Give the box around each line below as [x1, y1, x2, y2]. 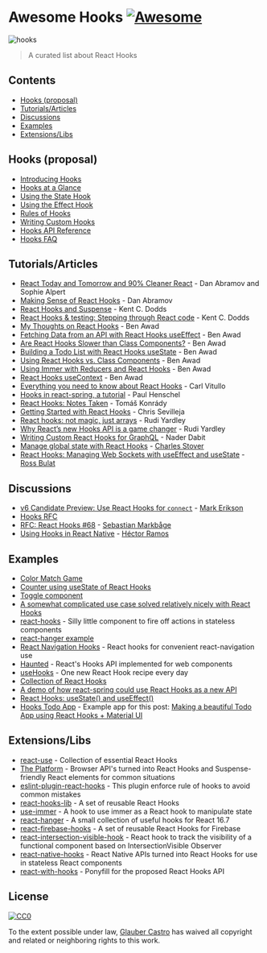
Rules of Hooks [19, 208, 71, 218]
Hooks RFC [19, 512, 58, 521]
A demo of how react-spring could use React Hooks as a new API [19, 685, 237, 694]
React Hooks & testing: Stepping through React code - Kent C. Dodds [19, 313, 250, 322]
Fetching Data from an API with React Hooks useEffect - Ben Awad [19, 330, 241, 340]
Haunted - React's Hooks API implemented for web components [19, 659, 233, 669]
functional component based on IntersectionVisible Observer [19, 840, 223, 850]
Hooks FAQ [19, 234, 58, 243]
